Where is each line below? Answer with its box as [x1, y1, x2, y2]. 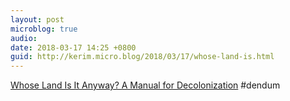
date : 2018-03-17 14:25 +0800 [10, 42, 137, 53]
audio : [10, 33, 38, 43]
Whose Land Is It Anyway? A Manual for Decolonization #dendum [10, 79, 281, 91]
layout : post [10, 14, 65, 25]
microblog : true [10, 24, 78, 34]
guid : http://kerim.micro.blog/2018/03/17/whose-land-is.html [10, 52, 275, 62]
